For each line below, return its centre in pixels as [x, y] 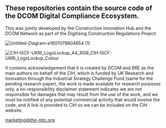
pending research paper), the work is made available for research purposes [83, 83]
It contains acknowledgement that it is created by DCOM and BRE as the [79, 67]
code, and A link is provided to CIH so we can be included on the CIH [76, 105]
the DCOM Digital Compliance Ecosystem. [72, 16]
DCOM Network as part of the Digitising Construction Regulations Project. [81, 33]
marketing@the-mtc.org [30, 120]
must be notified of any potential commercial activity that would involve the [82, 99]
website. [14, 110]
